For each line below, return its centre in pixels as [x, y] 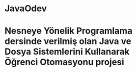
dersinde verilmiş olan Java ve [68, 41]
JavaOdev [26, 9]
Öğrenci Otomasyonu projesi [65, 62]
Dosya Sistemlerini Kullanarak [67, 52]
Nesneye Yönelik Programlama [68, 31]
